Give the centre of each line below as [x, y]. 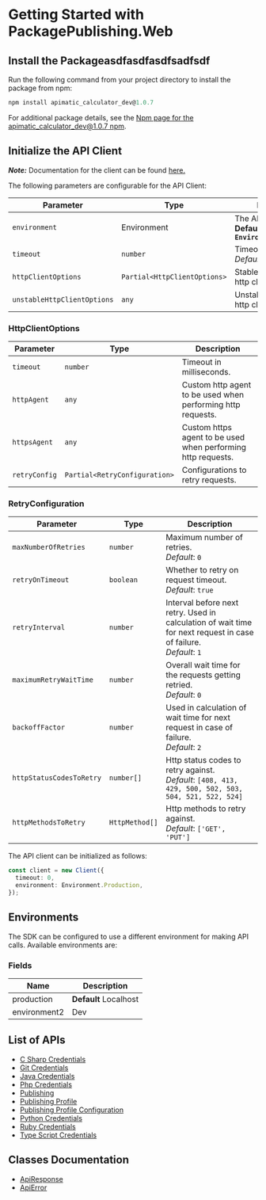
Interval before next [202, 603]
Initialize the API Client [65, 151]
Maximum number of [205, 538]
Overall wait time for [203, 665]
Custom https [207, 427]
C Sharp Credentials [53, 1059]
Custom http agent [217, 384]
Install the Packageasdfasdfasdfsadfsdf [109, 61]
